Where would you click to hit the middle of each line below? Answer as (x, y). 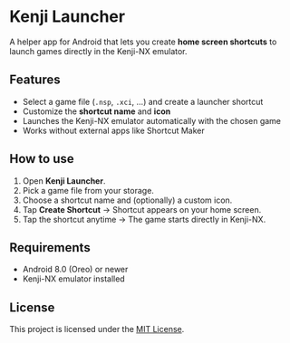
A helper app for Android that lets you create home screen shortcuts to (143, 42)
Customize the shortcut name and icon (97, 111)
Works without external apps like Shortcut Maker (114, 130)
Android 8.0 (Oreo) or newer (75, 270)
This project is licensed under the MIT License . (97, 329)
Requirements (50, 248)
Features (35, 80)
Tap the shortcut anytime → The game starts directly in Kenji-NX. (144, 219)
